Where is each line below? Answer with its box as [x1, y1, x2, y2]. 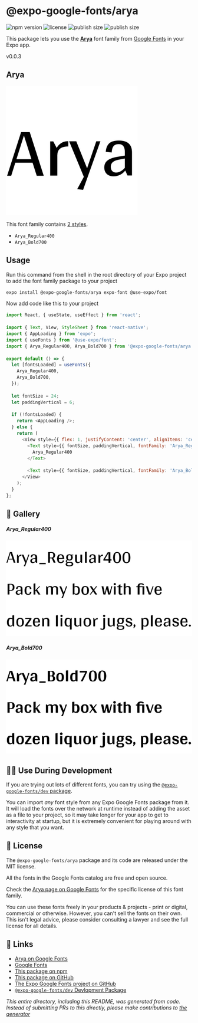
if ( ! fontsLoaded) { [11, 412, 62, 418]
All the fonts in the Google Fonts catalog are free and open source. [6, 874, 168, 881]
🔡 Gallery [6, 509, 41, 519]
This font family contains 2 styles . [6, 220, 88, 228]
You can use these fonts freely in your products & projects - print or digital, [6, 903, 188, 910]
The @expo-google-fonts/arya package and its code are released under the [6, 857, 189, 864]
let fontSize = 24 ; [11, 393, 60, 399]
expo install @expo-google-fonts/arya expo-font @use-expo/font [6, 289, 167, 296]
